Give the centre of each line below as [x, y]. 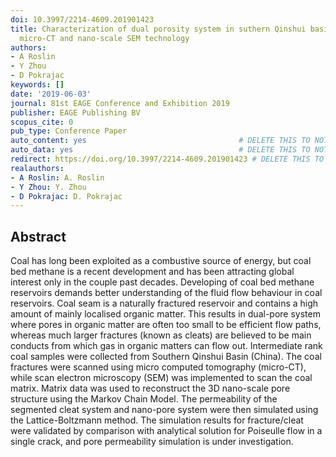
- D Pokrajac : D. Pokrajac [66, 196]
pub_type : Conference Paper [69, 131]
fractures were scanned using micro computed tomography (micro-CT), [158, 367]
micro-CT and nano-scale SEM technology [104, 38]
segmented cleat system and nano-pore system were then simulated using [164, 410]
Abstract [38, 236]
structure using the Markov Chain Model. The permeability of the [144, 399]
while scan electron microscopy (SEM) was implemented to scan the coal [161, 378]
